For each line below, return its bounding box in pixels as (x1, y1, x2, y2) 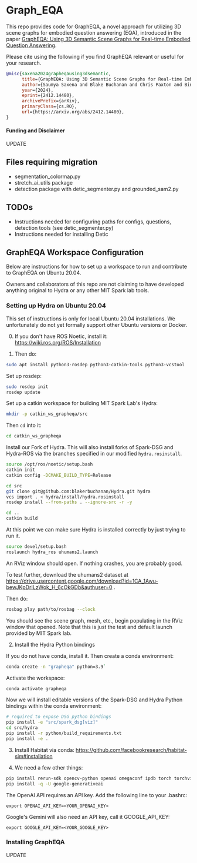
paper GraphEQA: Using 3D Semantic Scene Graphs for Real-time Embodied (6, 35, 191, 42)
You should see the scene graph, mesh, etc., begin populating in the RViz (6, 617, 183, 624)
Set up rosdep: (6, 372, 42, 379)
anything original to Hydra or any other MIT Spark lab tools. (6, 287, 150, 294)
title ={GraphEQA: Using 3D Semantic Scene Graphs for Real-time (21, 76, 182, 82)
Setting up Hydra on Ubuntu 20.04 (6, 302, 107, 310)
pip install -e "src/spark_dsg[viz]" (6, 720, 98, 725)
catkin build (6, 516, 38, 521)
